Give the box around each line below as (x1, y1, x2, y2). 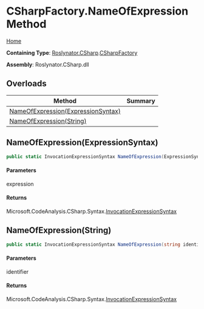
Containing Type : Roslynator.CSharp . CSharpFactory (6, 49, 138, 56)
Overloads (6, 78, 47, 89)
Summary (126, 96, 156, 105)
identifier (6, 268, 29, 275)
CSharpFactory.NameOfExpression (6, 4, 189, 18)
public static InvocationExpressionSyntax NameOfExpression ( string (6, 241, 181, 248)
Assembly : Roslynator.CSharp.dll (6, 61, 89, 68)
